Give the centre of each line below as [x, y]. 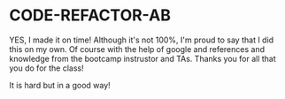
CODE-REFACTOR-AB [90, 15]
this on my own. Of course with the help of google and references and [137, 49]
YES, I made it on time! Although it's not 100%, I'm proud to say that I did [142, 40]
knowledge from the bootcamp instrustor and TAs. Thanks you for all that [142, 58]
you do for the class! [46, 68]
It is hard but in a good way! [60, 85]
